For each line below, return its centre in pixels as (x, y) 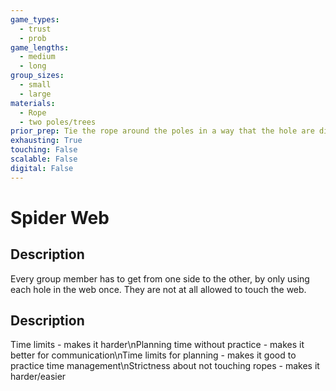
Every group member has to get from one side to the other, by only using (160, 278)
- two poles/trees (58, 122)
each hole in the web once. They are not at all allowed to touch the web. (158, 289)
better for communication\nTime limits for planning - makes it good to (153, 355)
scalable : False (44, 159)
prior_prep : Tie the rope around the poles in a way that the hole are (162, 131)
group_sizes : (37, 76)
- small (35, 85)
